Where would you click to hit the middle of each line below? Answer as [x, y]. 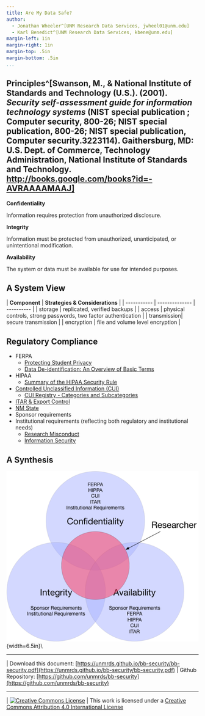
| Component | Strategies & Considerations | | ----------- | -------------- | [101, 303]
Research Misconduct [52, 434]
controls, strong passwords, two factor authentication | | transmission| [95, 316]
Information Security [50, 440]
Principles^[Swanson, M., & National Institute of [99, 83]
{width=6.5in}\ [24, 646]
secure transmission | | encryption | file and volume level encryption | [94, 322]
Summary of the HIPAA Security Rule [71, 382]
